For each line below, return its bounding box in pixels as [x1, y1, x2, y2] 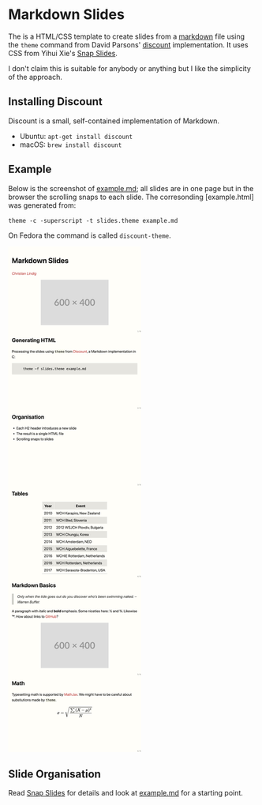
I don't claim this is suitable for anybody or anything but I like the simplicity [8, 63, 251, 73]
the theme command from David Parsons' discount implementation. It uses [8, 39, 249, 49]
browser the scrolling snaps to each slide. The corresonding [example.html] [8, 192, 254, 201]
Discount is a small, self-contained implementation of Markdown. [8, 116, 219, 126]
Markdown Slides [8, 6, 125, 24]
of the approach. [8, 72, 63, 81]
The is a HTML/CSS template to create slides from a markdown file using [8, 32, 245, 41]
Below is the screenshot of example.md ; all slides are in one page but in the [8, 183, 254, 193]
